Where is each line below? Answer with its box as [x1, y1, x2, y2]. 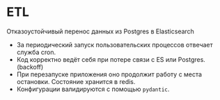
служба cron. [16, 48, 56, 56]
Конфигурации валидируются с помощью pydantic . [16, 85, 170, 93]
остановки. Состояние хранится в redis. [16, 77, 136, 85]
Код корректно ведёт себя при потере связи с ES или [16, 55, 177, 63]
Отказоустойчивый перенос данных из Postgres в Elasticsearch [6, 27, 194, 35]
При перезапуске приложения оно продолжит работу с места [16, 70, 203, 78]
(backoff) [16, 62, 44, 71]
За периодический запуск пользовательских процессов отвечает [16, 40, 213, 49]
